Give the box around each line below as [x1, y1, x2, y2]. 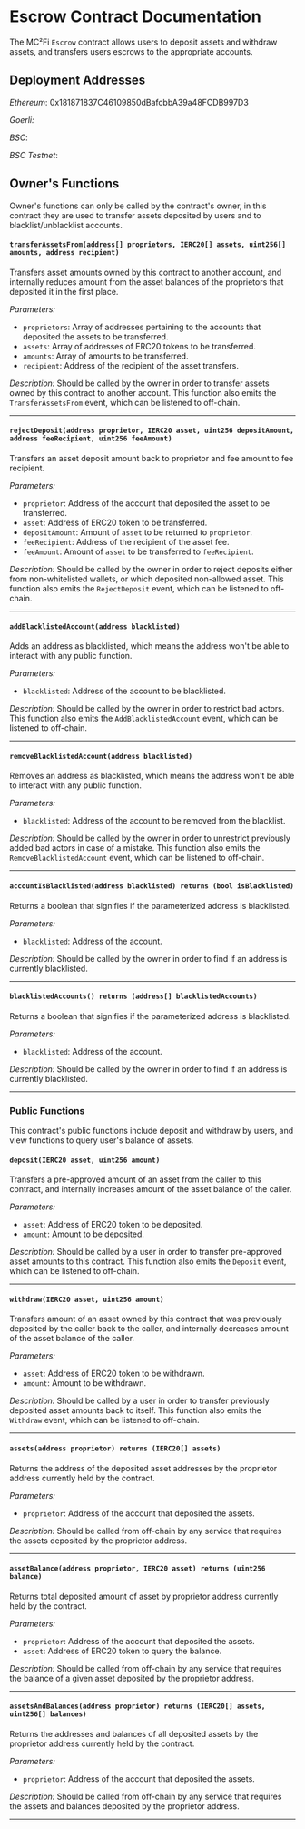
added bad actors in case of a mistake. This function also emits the [9, 843, 261, 854]
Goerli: [9, 114, 34, 125]
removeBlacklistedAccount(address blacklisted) [9, 752, 193, 761]
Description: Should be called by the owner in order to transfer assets [9, 378, 270, 389]
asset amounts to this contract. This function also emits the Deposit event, [9, 1256, 287, 1267]
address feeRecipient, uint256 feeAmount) [9, 434, 172, 443]
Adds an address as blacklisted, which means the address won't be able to [9, 641, 290, 652]
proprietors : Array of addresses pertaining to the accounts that [22, 321, 261, 332]
